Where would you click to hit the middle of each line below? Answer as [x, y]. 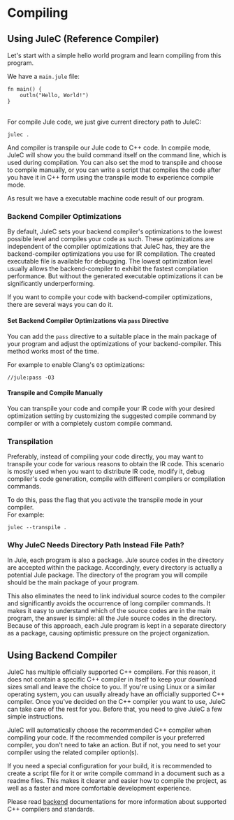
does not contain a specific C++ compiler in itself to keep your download [112, 679]
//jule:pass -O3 [31, 377]
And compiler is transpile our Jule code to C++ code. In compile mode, [109, 148]
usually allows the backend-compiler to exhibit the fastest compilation [108, 269]
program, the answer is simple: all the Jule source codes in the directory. [112, 618]
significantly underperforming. [51, 284]
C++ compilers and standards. [51, 810]
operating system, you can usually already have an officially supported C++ [116, 694]
